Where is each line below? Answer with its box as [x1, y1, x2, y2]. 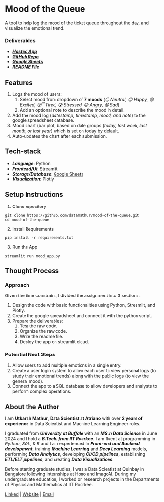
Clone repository [12, 203, 47, 209]
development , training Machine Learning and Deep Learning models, [5, 446, 148, 452]
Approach [5, 281, 29, 288]
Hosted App [12, 48, 38, 55]
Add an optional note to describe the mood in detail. [19, 107, 125, 113]
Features [5, 78, 33, 87]
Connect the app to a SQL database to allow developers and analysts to [12, 383, 157, 389]
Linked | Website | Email [5, 491, 54, 497]
